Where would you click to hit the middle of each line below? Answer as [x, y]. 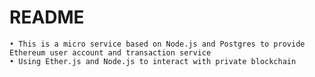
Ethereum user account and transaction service [110, 52]
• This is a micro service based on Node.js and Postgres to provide [157, 44]
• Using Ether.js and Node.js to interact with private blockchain [153, 61]
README [47, 17]
